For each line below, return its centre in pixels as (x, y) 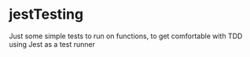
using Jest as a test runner (52, 44)
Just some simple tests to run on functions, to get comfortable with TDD (126, 36)
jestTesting (46, 14)
